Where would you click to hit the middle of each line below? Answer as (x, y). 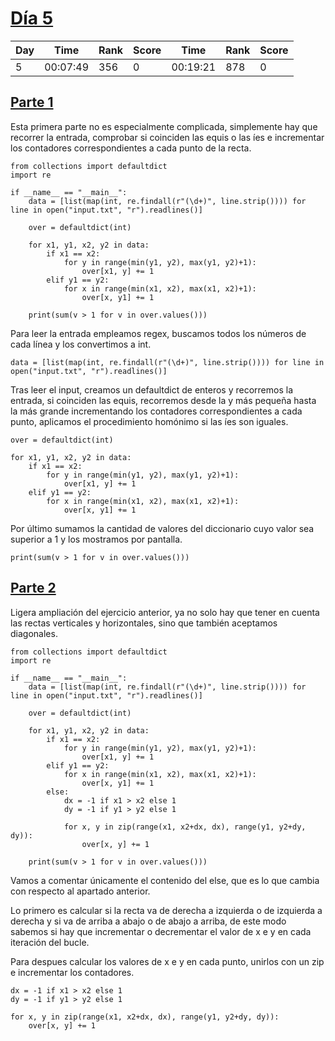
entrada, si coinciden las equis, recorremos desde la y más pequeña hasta (163, 400)
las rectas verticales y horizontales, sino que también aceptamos (144, 623)
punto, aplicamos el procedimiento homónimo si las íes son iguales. (149, 421)
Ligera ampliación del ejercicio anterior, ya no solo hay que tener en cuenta (165, 612)
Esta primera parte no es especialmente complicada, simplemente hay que (164, 126)
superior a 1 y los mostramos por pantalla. (96, 539)
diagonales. (34, 633)
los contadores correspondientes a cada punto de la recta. (131, 148)
